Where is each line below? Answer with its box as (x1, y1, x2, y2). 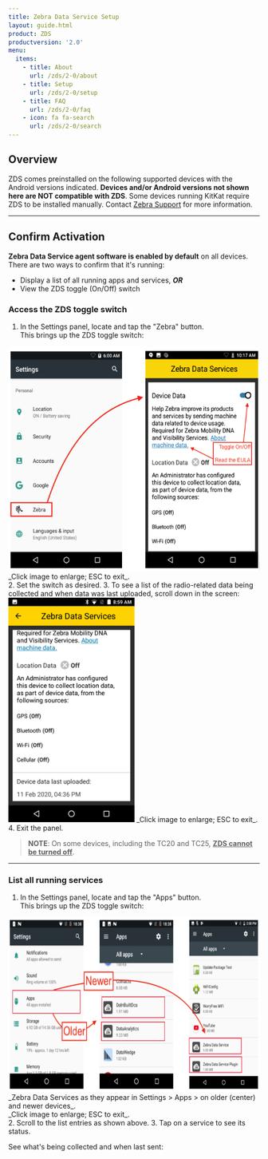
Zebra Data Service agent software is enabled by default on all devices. (8, 251, 249, 261)
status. (8, 1126, 31, 1137)
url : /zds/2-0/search (29, 122, 102, 131)
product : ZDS (8, 30, 52, 38)
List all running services (8, 874, 104, 885)
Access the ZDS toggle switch (8, 303, 128, 314)
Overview (8, 152, 58, 167)
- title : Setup (22, 80, 73, 88)
